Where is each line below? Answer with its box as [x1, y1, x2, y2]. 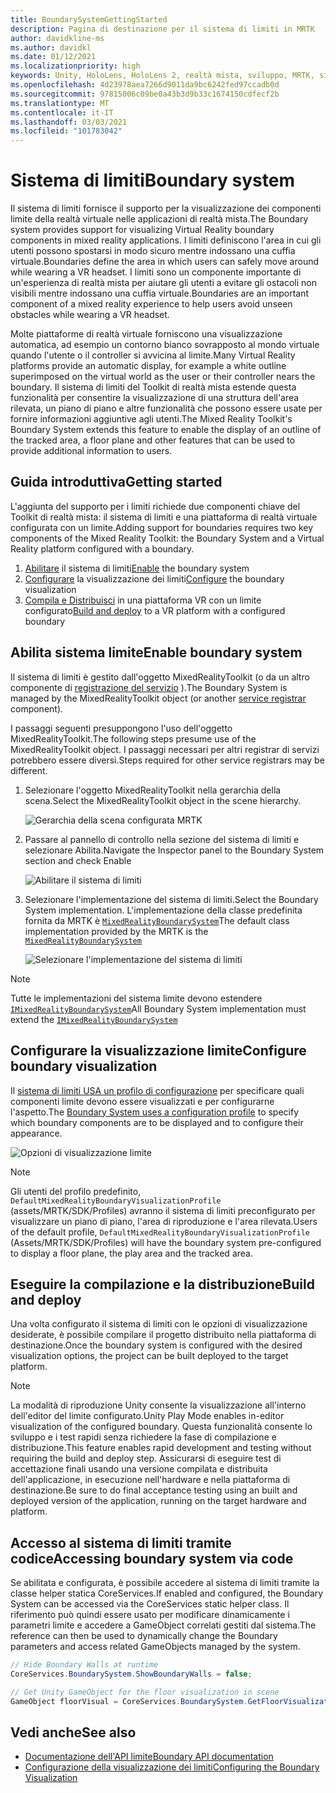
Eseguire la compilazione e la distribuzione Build [10, 1276, 315, 1293]
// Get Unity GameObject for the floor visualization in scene [10, 1687, 280, 1697]
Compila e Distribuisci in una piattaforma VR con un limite [24, 594, 262, 606]
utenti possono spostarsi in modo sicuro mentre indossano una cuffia [10, 245, 296, 257]
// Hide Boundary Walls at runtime [10, 1660, 159, 1670]
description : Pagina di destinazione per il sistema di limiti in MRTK [10, 24, 315, 34]
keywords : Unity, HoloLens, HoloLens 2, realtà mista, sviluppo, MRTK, [10, 71, 315, 81]
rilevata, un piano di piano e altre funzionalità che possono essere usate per [10, 402, 323, 415]
